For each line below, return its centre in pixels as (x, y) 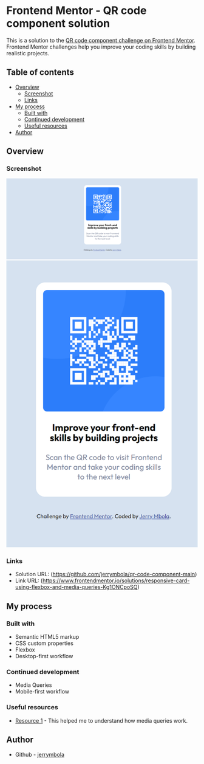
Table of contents (40, 73)
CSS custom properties (44, 643)
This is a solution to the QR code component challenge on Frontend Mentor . (101, 40)
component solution (58, 23)
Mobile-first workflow (42, 692)
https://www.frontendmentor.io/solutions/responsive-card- (116, 580)
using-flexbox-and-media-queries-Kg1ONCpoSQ (76, 587)
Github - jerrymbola (40, 754)
